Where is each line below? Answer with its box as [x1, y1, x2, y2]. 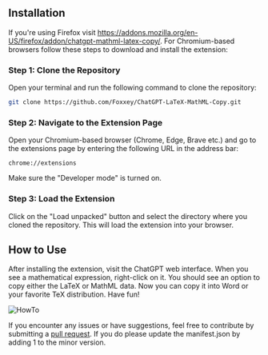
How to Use [8, 243, 67, 257]
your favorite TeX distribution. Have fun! [8, 289, 140, 299]
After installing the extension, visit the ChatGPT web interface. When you [8, 264, 249, 274]
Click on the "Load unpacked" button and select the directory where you [8, 211, 248, 221]
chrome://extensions [8, 159, 78, 167]
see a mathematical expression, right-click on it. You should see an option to [8, 273, 260, 282]
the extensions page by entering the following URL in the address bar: [8, 144, 238, 154]
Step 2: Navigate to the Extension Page [8, 117, 162, 128]
